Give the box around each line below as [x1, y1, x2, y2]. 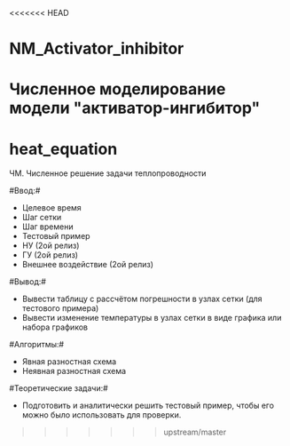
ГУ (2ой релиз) [21, 250, 78, 260]
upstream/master [163, 426, 227, 438]
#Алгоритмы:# [9, 339, 65, 350]
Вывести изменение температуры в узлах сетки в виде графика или [21, 313, 282, 323]
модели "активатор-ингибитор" [9, 98, 261, 118]
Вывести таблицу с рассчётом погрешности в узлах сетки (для [21, 293, 263, 305]
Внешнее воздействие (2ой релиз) [21, 259, 153, 270]
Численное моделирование [9, 79, 226, 100]
